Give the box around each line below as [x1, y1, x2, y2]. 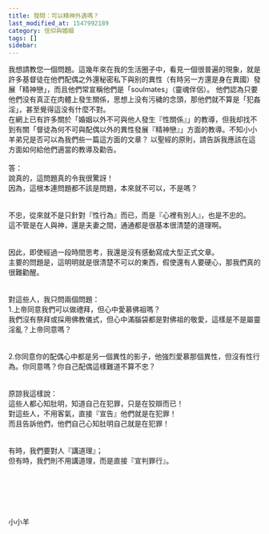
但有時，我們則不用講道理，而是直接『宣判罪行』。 [8, 456, 174, 466]
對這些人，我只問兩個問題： [8, 294, 100, 305]
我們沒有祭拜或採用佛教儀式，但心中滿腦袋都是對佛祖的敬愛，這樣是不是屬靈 [8, 314, 261, 325]
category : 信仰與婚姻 [8, 26, 74, 34]
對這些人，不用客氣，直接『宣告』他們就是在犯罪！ [8, 409, 177, 419]
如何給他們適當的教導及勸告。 [22, 145, 121, 155]
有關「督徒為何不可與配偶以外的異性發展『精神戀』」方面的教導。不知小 [14, 125, 251, 135]
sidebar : [8, 42, 38, 50]
